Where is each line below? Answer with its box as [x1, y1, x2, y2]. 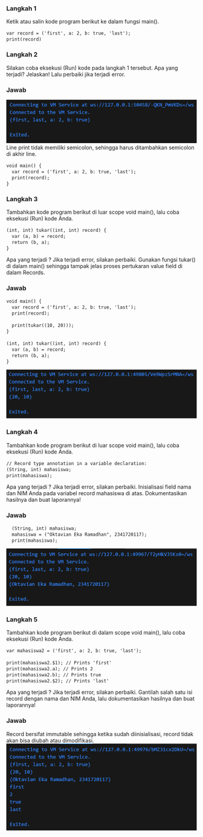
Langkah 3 [6, 194, 38, 203]
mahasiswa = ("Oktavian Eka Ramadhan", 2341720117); [11, 531, 147, 537]
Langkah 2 [6, 50, 38, 59]
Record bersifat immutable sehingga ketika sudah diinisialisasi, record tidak [6, 730, 194, 737]
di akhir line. [6, 150, 37, 158]
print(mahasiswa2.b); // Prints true [6, 672, 101, 678]
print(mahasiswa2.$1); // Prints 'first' [6, 660, 112, 666]
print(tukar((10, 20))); [11, 322, 74, 329]
